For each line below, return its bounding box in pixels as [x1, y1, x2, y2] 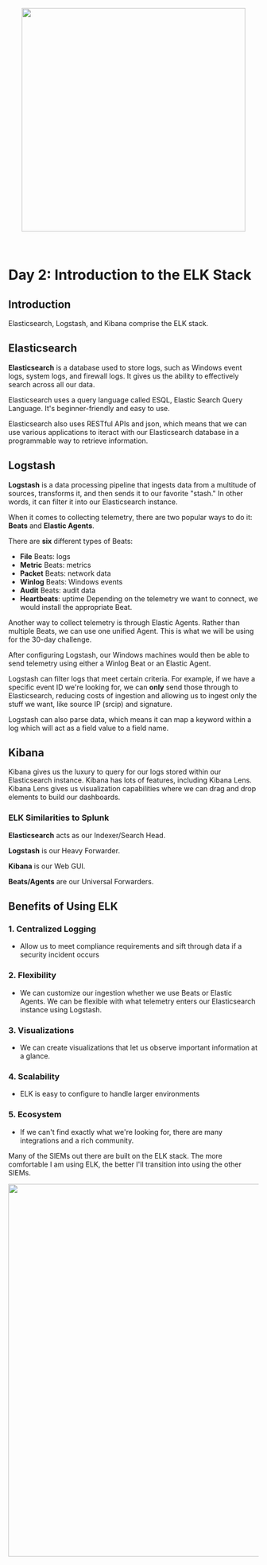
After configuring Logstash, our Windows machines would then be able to [8, 650, 250, 659]
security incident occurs [19, 950, 99, 960]
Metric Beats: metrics [19, 560, 91, 569]
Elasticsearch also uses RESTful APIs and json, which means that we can [8, 418, 248, 429]
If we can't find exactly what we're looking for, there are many [19, 1127, 222, 1136]
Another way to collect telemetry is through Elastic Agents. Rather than [8, 617, 241, 627]
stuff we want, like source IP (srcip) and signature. [8, 699, 173, 709]
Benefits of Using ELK [8, 899, 118, 914]
